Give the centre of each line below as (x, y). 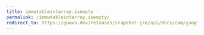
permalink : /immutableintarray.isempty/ (58, 17)
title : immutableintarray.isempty (50, 12)
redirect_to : (23, 23)
